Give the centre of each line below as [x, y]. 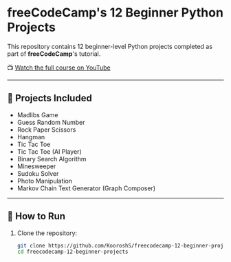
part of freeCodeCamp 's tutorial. [54, 54]
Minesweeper [36, 166]
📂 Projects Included [50, 98]
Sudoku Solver [38, 173]
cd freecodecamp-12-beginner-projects [73, 252]
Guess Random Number [51, 122]
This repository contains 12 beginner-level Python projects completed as [110, 46]
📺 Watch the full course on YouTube [59, 68]
